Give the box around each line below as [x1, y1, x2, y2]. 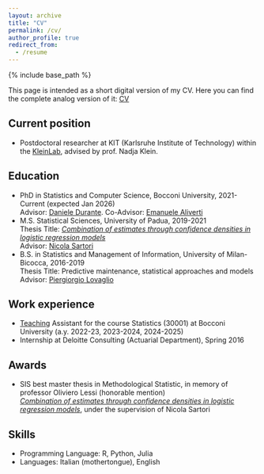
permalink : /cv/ [8, 26, 62, 34]
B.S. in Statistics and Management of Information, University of [19, 249, 225, 258]
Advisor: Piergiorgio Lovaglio [19, 274, 115, 284]
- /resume [15, 48, 47, 56]
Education [8, 170, 60, 183]
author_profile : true [8, 33, 80, 42]
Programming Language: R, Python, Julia [19, 449, 153, 458]
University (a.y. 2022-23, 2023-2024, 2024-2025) [19, 327, 184, 337]
